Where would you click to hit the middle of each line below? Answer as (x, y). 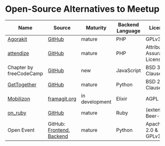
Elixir (122, 98)
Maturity (96, 28)
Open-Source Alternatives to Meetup (82, 9)
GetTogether (22, 85)
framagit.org (62, 98)
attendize (18, 53)
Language (129, 30)
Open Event (21, 130)
